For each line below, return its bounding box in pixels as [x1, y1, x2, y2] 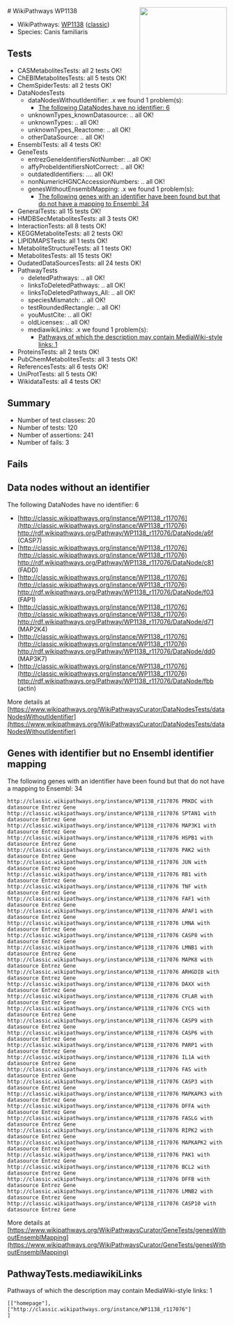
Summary [7, 397, 51, 410]
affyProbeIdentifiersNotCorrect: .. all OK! [27, 162, 145, 171]
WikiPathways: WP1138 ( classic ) [17, 20, 110, 29]
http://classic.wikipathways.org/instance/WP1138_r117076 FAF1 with [7, 895, 210, 902]
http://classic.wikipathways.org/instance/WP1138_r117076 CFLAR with [7, 993, 214, 1000]
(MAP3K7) [17, 654, 47, 662]
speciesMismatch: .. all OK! [27, 295, 106, 304]
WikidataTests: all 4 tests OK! [17, 377, 101, 385]
